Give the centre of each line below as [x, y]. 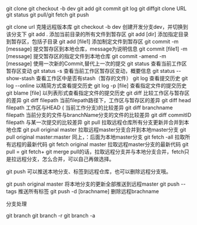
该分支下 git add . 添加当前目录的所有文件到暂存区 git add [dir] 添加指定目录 [97, 34]
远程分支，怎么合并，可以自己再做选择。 [65, 159]
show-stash [21, 78]
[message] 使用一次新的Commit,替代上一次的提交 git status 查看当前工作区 [96, 63]
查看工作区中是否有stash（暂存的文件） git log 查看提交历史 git [112, 78]
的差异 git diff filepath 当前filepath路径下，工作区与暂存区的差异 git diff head [98, 100]
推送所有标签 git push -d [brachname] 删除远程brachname [89, 191]
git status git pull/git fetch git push [48, 15]
